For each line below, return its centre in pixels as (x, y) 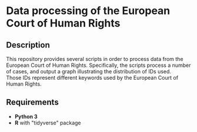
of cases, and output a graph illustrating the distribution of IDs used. (89, 71)
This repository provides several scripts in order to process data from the (95, 59)
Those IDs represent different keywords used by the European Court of (92, 78)
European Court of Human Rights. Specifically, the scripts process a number (98, 65)
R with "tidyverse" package (48, 123)
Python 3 (26, 116)
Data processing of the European (88, 11)
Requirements (32, 102)
